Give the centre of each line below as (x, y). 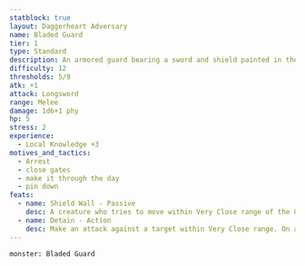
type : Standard (38, 52)
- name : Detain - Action (64, 220)
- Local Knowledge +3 (59, 144)
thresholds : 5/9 (40, 77)
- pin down (38, 187)
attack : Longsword (44, 94)
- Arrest (34, 161)
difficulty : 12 (38, 69)
